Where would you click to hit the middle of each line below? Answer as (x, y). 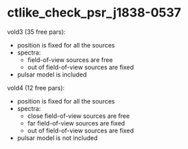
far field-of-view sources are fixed (76, 123)
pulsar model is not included (57, 138)
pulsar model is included (52, 74)
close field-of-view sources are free (79, 116)
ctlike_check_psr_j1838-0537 (94, 13)
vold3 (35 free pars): (36, 32)
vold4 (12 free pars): (36, 88)
